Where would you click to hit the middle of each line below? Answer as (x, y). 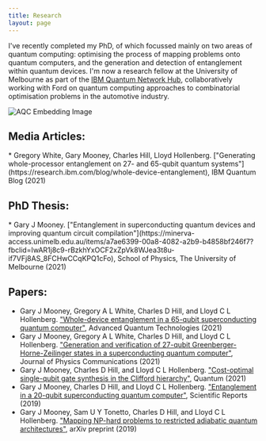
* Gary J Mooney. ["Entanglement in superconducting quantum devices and (132, 225)
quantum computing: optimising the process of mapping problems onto (124, 54)
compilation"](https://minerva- (145, 233)
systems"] (228, 164)
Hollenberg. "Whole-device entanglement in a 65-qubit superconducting (138, 319)
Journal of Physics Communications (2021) (90, 361)
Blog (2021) (27, 181)
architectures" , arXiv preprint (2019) (78, 428)
